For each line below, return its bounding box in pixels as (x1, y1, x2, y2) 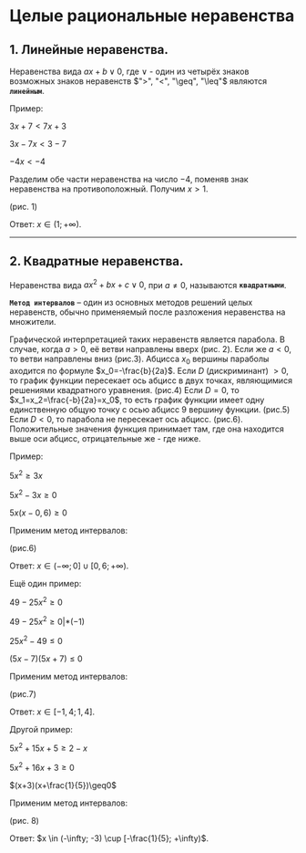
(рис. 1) (9, 202, 38, 212)
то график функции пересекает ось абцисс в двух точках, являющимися (9, 375, 293, 386)
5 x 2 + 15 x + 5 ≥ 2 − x (9, 741, 88, 754)
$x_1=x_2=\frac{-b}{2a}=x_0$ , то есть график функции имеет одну (9, 394, 265, 406)
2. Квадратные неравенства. (9, 254, 184, 269)
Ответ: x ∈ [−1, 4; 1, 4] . (9, 706, 96, 717)
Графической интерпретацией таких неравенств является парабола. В (9, 334, 285, 345)
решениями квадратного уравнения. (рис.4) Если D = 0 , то (9, 385, 240, 396)
